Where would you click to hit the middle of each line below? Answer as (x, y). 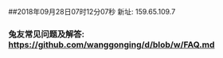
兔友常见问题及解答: (47, 34)
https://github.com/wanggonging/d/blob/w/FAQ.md (111, 44)
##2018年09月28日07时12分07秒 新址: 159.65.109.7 (92, 12)
